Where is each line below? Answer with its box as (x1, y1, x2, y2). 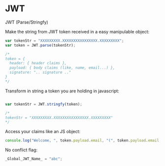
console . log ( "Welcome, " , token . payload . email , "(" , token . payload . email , (5, 138, 162, 143)
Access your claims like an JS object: (5, 129, 81, 135)
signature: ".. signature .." (9, 70, 71, 75)
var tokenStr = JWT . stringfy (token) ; (5, 102, 82, 107)
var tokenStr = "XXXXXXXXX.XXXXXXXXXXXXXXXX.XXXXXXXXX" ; (5, 38, 124, 43)
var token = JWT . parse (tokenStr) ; (5, 43, 76, 48)
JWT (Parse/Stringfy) (5, 19, 48, 25)
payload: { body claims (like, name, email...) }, (9, 65, 115, 70)
